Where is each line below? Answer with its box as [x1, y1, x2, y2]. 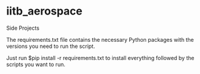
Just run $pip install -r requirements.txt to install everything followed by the [6, 54, 195, 61]
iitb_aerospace [6, 4, 83, 18]
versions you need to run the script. [6, 42, 95, 50]
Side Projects [6, 24, 39, 32]
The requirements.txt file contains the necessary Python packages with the [6, 36, 194, 43]
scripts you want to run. [6, 61, 65, 68]
